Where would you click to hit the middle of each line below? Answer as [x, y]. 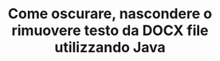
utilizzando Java [110, 48]
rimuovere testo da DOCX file [110, 30]
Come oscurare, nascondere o [110, 14]
